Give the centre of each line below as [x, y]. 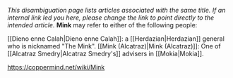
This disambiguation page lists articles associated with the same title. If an [116, 10]
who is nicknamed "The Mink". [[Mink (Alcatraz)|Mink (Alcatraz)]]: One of [114, 46]
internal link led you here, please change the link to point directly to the [111, 18]
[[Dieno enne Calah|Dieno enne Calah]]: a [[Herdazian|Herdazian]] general [116, 39]
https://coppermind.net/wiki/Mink [56, 67]
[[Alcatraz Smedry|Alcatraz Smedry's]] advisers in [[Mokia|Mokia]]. [106, 53]
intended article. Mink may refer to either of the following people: [102, 25]
